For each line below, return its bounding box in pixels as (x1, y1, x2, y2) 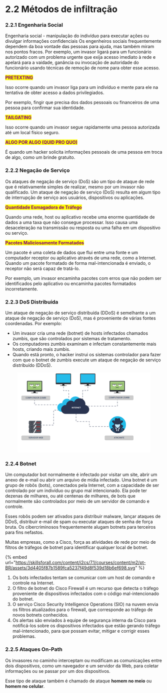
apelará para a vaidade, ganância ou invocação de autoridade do (5, 59, 139, 66)
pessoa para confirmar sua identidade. (5, 105, 85, 111)
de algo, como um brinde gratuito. (5, 154, 75, 160)
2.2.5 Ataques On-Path (5, 646, 62, 653)
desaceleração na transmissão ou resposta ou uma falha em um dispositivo (5, 225, 161, 231)
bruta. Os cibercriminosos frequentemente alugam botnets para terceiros (5, 524, 156, 530)
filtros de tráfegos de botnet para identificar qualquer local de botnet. (5, 544, 148, 551)
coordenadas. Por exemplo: (5, 321, 62, 327)
